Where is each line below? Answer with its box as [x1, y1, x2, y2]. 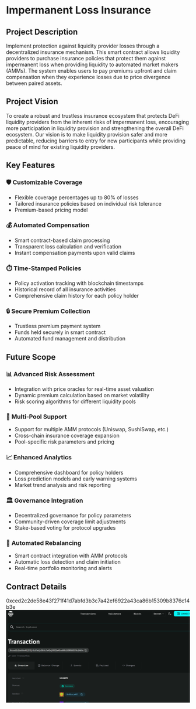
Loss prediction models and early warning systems [14, 475, 137, 482]
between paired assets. [6, 80, 62, 87]
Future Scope [6, 352, 56, 362]
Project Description [6, 27, 78, 37]
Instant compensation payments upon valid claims [14, 249, 135, 256]
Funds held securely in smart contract [14, 329, 106, 336]
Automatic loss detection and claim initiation [14, 558, 121, 565]
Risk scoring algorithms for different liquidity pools [14, 398, 136, 405]
